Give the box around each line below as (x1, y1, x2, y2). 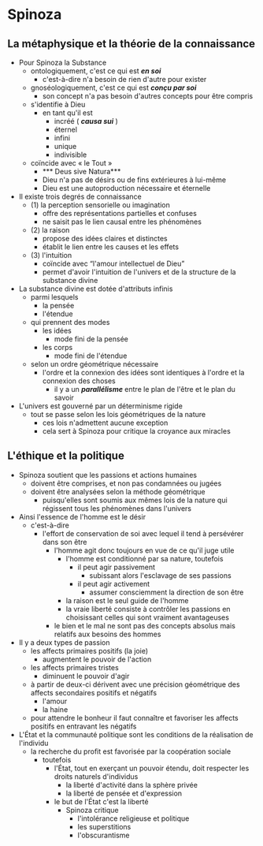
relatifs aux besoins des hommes (54, 629, 161, 639)
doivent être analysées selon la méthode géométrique (30, 486, 206, 496)
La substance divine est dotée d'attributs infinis (18, 284, 173, 293)
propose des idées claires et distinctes (42, 234, 168, 243)
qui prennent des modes (30, 318, 110, 326)
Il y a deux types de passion (18, 637, 110, 647)
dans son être (42, 537, 87, 546)
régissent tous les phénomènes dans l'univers (42, 503, 192, 513)
